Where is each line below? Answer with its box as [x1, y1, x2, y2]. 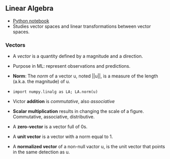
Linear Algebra [5, 4, 54, 13]
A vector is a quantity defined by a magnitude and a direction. [12, 53, 143, 59]
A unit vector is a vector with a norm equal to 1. [12, 133, 113, 140]
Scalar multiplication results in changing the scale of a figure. [12, 108, 144, 114]
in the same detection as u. [12, 149, 70, 155]
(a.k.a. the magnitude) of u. [12, 78, 70, 85]
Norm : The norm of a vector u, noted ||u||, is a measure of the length [12, 73, 158, 79]
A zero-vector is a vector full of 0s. [12, 124, 88, 130]
